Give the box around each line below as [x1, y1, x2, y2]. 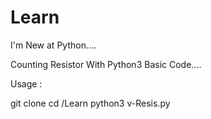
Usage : [10, 77, 43, 90]
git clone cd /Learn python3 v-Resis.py [10, 97, 171, 109]
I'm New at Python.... [10, 39, 97, 51]
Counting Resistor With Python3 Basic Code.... [10, 58, 202, 70]
